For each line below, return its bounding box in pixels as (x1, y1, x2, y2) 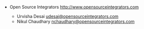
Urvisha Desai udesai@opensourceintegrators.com (16, 14, 119, 19)
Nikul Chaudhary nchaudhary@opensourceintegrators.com (16, 19, 135, 24)
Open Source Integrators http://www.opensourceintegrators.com (9, 4, 139, 10)
